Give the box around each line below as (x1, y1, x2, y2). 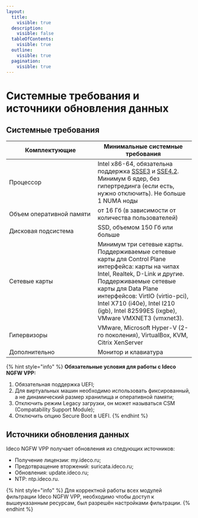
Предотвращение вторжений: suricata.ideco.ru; (14, 463, 134, 470)
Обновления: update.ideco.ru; (14, 469, 90, 476)
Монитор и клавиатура (97, 348, 163, 356)
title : (11, 14, 28, 20)
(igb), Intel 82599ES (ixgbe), (97, 307, 177, 315)
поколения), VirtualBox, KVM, (105, 331, 189, 340)
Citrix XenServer (97, 338, 143, 347)
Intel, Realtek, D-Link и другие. (97, 270, 184, 278)
